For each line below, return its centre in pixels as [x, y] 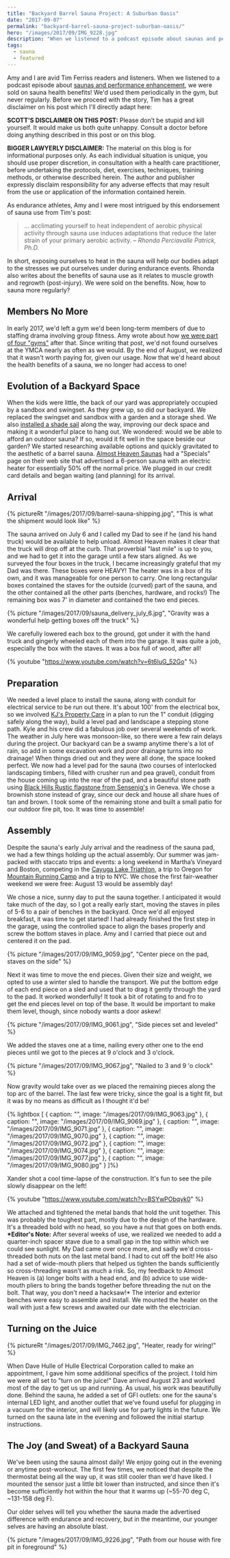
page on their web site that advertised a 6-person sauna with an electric [109, 461]
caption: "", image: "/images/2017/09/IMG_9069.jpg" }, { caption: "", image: [113, 1121]
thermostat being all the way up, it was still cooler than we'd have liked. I [109, 1477]
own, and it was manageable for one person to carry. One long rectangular [112, 578]
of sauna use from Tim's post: [49, 212]
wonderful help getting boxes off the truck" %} [73, 620]
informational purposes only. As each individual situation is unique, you [107, 155]
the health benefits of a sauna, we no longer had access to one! [97, 364]
